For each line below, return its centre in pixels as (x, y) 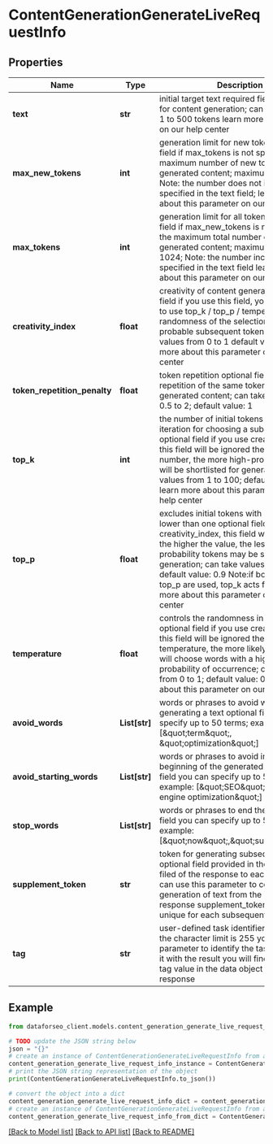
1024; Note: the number (206, 257)
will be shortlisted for (199, 470)
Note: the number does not (211, 183)
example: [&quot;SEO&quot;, (214, 787)
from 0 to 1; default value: (209, 679)
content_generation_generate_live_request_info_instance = (110, 1064)
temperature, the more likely (213, 648)
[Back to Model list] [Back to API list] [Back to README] (102, 1132)
